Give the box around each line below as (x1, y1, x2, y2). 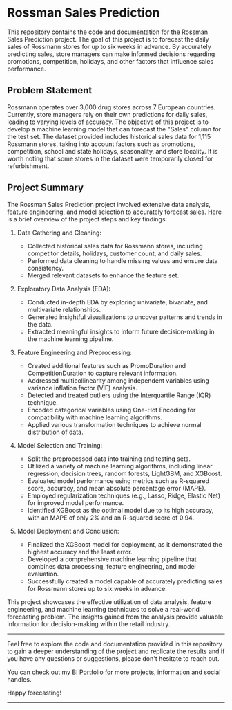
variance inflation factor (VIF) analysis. (27, 383, 138, 392)
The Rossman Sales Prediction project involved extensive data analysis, (7, 200, 211, 208)
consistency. (27, 264, 64, 272)
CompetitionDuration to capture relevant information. (27, 369, 178, 377)
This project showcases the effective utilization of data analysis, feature (7, 597, 212, 606)
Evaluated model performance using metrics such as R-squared (27, 476, 209, 485)
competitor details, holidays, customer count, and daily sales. (27, 249, 202, 257)
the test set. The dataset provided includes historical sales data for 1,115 (7, 132, 211, 140)
